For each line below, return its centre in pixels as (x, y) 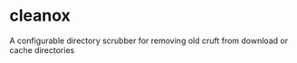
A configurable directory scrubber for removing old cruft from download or (148, 40)
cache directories (42, 49)
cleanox (40, 16)
